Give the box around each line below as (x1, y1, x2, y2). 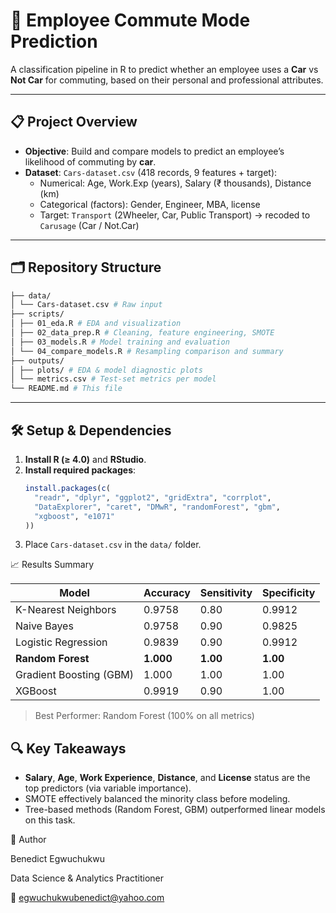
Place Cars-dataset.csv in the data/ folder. (24, 539, 202, 551)
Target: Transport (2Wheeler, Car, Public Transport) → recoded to (39, 209, 311, 221)
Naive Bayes (15, 619, 74, 633)
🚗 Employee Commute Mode (10, 9, 251, 32)
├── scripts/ (10, 309, 65, 319)
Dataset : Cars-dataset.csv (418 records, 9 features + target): (24, 166, 278, 178)
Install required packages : (24, 464, 137, 476)
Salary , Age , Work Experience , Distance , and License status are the (24, 772, 311, 784)
